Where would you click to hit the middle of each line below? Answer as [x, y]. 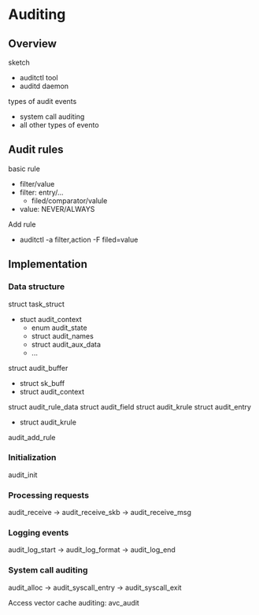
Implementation [48, 264]
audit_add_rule [32, 437]
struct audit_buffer [38, 368]
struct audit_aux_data [66, 344]
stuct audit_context [51, 319]
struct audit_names [63, 335]
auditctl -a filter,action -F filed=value [79, 239]
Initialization [32, 458]
